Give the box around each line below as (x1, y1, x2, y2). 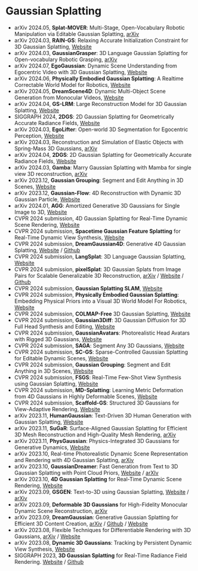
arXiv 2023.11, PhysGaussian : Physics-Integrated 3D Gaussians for (14, 437, 180, 444)
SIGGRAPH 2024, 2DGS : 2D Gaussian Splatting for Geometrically (14, 113, 174, 120)
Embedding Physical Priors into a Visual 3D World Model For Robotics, (14, 297, 187, 305)
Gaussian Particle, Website (14, 196, 81, 203)
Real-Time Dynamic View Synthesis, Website (14, 233, 125, 241)
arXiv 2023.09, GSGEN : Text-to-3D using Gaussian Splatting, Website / (14, 488, 189, 495)
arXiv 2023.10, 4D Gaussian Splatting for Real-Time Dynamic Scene (14, 475, 182, 482)
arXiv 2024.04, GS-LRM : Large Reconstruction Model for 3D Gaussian (14, 100, 187, 107)
